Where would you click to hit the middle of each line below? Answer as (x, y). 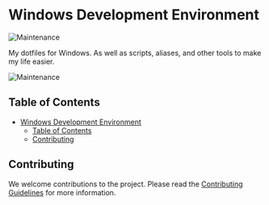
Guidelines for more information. (62, 192)
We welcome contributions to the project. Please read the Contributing (126, 184)
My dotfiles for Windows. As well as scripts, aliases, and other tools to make (135, 52)
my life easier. (32, 61)
